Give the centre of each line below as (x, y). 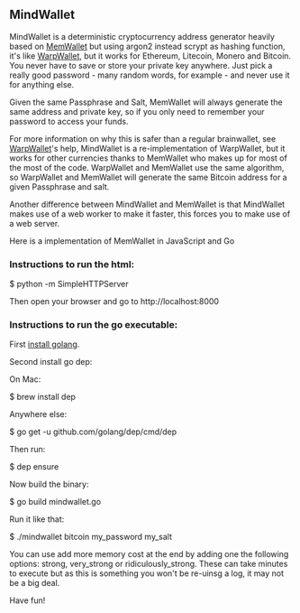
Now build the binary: (49, 484)
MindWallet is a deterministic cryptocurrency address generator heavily (142, 36)
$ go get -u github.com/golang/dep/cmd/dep (93, 432)
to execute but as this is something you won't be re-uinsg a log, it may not (147, 573)
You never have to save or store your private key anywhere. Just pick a (141, 65)
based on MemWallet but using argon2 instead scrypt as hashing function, (147, 46)
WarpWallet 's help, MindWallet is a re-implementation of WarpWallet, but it (147, 148)
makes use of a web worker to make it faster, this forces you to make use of (150, 214)
